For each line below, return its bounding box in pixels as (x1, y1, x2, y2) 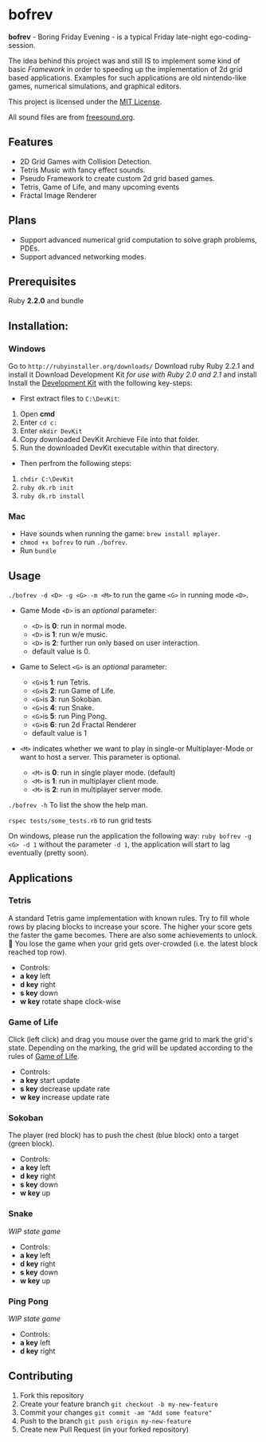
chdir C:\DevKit (19, 476, 74, 484)
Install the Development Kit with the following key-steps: (8, 378, 193, 388)
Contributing (8, 1369, 73, 1383)
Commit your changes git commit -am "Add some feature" (19, 1407, 213, 1417)
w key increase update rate (19, 1092, 110, 1102)
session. (8, 40, 36, 49)
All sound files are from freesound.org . (8, 112, 135, 121)
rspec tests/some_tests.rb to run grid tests (8, 816, 152, 825)
